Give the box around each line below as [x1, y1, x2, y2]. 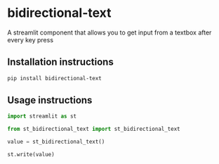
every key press [7, 35, 54, 44]
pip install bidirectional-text [7, 75, 102, 82]
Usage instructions [7, 94, 93, 106]
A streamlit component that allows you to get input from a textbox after [7, 28, 212, 37]
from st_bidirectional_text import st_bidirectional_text [7, 125, 180, 133]
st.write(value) [7, 151, 55, 158]
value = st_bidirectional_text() [7, 139, 105, 146]
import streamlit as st [7, 113, 77, 120]
